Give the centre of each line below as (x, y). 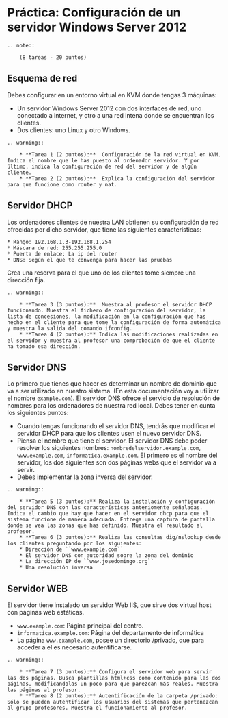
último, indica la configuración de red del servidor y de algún (102, 166)
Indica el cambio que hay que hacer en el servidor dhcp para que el (108, 514)
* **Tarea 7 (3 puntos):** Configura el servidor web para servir (116, 672)
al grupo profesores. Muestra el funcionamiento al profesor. (97, 708)
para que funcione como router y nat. (62, 184)
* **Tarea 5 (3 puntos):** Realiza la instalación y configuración (117, 502)
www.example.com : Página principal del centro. (80, 626)
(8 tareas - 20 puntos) (53, 57)
